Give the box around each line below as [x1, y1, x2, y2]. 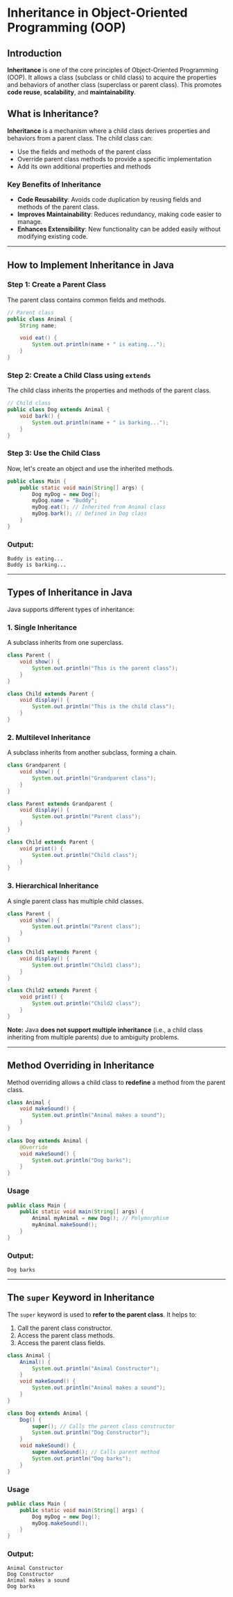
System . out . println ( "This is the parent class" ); [32, 664, 178, 672]
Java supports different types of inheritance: [7, 605, 135, 613]
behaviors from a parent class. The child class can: [7, 134, 153, 142]
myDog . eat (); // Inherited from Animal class [32, 504, 166, 511]
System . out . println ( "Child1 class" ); [32, 961, 141, 968]
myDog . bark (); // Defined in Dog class [32, 510, 148, 517]
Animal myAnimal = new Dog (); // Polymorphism [32, 1215, 169, 1222]
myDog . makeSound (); [32, 1520, 89, 1527]
